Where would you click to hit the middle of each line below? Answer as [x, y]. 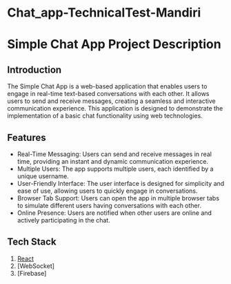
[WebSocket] [36, 266]
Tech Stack [32, 242]
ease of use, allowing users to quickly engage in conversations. [107, 191]
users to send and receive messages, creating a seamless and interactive [111, 101]
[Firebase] [32, 273]
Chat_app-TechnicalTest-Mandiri [104, 13]
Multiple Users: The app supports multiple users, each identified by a [115, 169]
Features [27, 137]
